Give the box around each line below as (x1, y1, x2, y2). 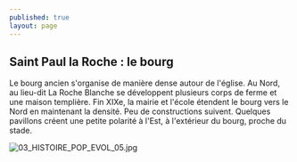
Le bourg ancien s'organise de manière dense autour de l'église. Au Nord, (9, 77, 281, 89)
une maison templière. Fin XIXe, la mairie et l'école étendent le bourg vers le (9, 97, 289, 108)
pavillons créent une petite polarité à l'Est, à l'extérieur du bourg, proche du (9, 116, 287, 126)
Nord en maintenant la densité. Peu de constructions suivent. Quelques (9, 106, 271, 117)
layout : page (9, 21, 58, 30)
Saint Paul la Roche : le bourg (9, 54, 174, 69)
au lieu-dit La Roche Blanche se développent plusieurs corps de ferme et (9, 87, 277, 98)
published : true (9, 12, 70, 22)
